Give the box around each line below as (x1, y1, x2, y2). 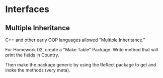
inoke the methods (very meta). (5, 67, 70, 73)
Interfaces (5, 4, 49, 15)
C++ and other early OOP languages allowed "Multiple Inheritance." (5, 37, 145, 43)
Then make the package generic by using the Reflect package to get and (5, 62, 156, 67)
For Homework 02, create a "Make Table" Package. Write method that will (5, 47, 158, 52)
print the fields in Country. (5, 52, 59, 58)
